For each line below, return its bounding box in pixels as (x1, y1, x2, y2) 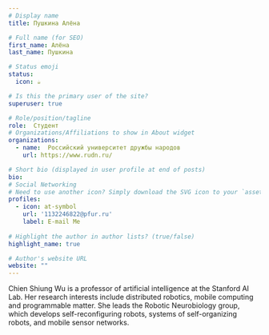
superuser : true (8, 99, 62, 108)
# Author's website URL (8, 254, 88, 262)
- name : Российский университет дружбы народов (15, 144, 181, 152)
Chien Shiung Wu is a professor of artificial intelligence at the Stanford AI (8, 284, 250, 293)
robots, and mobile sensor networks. (8, 317, 130, 328)
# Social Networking (8, 181, 78, 189)
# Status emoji (8, 63, 59, 71)
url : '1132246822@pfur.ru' (22, 210, 113, 218)
